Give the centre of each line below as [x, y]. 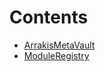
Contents [49, 17]
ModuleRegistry [56, 55]
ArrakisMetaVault [59, 45]
